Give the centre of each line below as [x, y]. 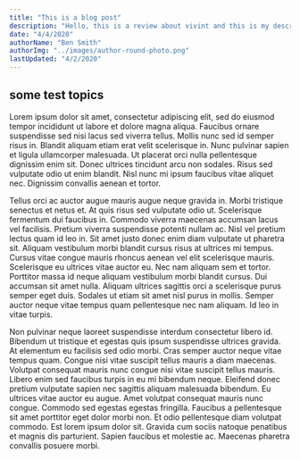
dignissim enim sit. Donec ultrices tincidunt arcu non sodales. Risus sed [141, 164]
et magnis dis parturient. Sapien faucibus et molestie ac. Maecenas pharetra [150, 436]
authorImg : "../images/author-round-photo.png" [100, 51]
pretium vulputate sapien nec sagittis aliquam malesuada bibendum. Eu [140, 389]
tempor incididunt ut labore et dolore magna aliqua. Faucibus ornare [134, 126]
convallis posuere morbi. [54, 445]
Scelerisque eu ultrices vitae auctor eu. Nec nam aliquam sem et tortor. [140, 267]
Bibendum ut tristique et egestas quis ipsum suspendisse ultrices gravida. [145, 341]
